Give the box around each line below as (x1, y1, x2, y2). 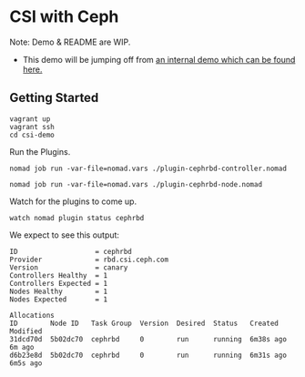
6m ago (9, 342, 35, 352)
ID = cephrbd (9, 247, 132, 256)
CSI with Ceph (9, 6, 119, 27)
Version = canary (9, 262, 128, 272)
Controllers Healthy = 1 (9, 270, 107, 280)
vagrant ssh (9, 122, 55, 131)
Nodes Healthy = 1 (9, 287, 107, 296)
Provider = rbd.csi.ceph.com (9, 255, 169, 264)
